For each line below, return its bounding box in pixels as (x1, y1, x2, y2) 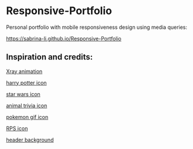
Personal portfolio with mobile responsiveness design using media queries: (6, 24, 188, 31)
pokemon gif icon (6, 113, 49, 120)
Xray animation (6, 68, 43, 75)
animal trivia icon (6, 102, 48, 109)
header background (6, 136, 54, 143)
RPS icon (6, 125, 28, 132)
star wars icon (6, 90, 41, 98)
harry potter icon (6, 79, 47, 86)
